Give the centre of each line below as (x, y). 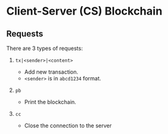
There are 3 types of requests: (45, 48)
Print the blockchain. (50, 102)
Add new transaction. (51, 72)
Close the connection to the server (68, 125)
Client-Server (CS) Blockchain (85, 11)
